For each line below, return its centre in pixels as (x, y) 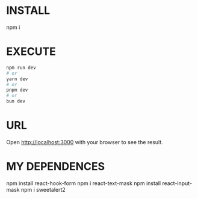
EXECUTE (31, 52)
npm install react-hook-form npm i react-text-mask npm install (84, 183)
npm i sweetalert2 (43, 189)
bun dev (16, 101)
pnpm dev (17, 90)
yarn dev (17, 79)
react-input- (177, 183)
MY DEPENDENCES (56, 167)
